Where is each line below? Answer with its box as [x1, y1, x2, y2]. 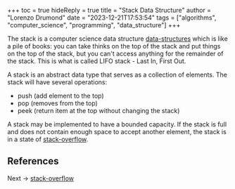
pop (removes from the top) [17, 99, 99, 107]
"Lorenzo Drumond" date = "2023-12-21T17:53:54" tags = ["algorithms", [7, 13, 217, 22]
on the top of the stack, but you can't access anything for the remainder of [7, 49, 224, 58]
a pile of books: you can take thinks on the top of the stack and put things [7, 42, 221, 50]
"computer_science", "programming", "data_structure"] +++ [7, 21, 181, 29]
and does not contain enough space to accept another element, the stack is [7, 128, 227, 136]
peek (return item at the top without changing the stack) [17, 107, 180, 115]
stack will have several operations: [7, 78, 108, 86]
